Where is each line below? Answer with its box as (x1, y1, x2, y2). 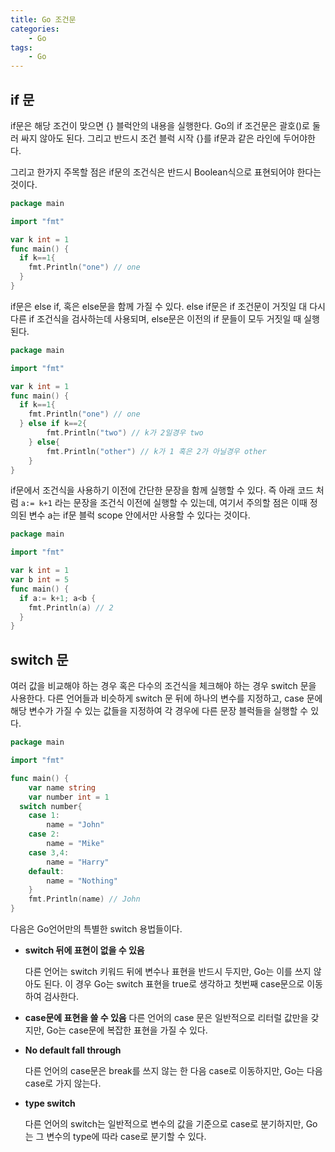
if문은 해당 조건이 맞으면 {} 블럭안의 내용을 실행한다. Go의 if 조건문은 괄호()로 (10, 119, 310, 131)
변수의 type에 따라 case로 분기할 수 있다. (46, 1131, 207, 1142)
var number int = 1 (28, 792, 110, 802)
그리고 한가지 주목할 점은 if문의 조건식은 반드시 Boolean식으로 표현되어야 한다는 (10, 166, 322, 178)
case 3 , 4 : (28, 847, 70, 858)
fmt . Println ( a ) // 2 (28, 602, 114, 613)
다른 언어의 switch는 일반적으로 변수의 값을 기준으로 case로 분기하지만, (24, 1118, 304, 1130)
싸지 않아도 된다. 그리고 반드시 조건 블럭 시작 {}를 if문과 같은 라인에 (20, 132, 282, 144)
